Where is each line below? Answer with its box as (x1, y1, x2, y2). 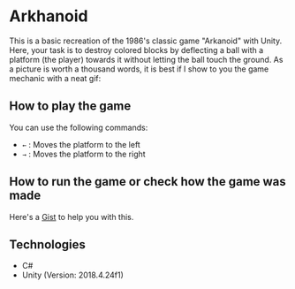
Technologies (9, 237, 87, 252)
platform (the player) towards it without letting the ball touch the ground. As (9, 54, 284, 65)
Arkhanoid (9, 6, 88, 27)
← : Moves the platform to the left (21, 139, 141, 149)
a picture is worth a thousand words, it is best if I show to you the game (9, 64, 269, 74)
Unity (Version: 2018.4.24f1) (21, 270, 124, 280)
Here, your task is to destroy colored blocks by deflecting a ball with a (9, 44, 264, 55)
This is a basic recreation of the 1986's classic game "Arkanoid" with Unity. (9, 35, 283, 46)
